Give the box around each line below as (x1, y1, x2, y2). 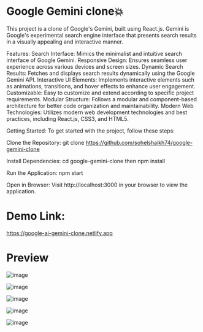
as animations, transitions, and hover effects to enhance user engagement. (6, 82, 196, 90)
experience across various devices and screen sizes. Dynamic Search (6, 63, 183, 70)
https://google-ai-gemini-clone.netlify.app (6, 229, 113, 237)
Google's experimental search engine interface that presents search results (6, 31, 197, 39)
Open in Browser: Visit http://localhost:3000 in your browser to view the (6, 181, 188, 188)
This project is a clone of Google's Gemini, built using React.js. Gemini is (6, 25, 190, 32)
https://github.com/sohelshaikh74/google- (85, 139, 193, 146)
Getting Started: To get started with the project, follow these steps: (6, 127, 175, 134)
